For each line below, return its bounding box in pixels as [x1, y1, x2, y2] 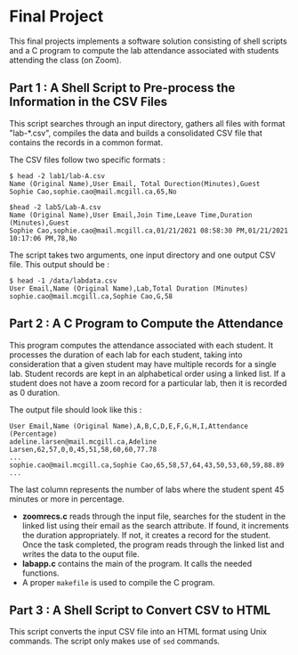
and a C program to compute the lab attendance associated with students [9, 45, 279, 55]
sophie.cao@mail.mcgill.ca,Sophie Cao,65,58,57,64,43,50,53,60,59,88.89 [9, 461, 285, 470]
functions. [21, 568, 60, 578]
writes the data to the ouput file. [21, 548, 140, 559]
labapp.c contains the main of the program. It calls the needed [21, 558, 253, 569]
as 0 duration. [9, 387, 60, 397]
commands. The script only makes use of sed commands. [9, 635, 221, 647]
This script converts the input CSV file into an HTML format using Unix [9, 626, 267, 637]
